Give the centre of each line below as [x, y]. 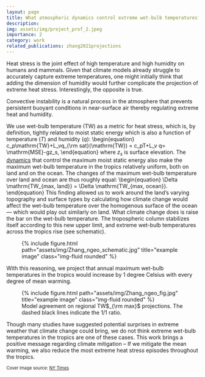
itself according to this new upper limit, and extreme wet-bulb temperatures [101, 225]
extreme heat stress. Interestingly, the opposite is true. [75, 89]
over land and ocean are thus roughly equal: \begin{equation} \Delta [92, 179]
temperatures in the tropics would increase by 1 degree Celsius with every [99, 274]
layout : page [23, 12]
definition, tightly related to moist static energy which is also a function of [99, 133]
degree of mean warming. [39, 281]
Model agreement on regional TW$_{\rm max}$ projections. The [102, 306]
